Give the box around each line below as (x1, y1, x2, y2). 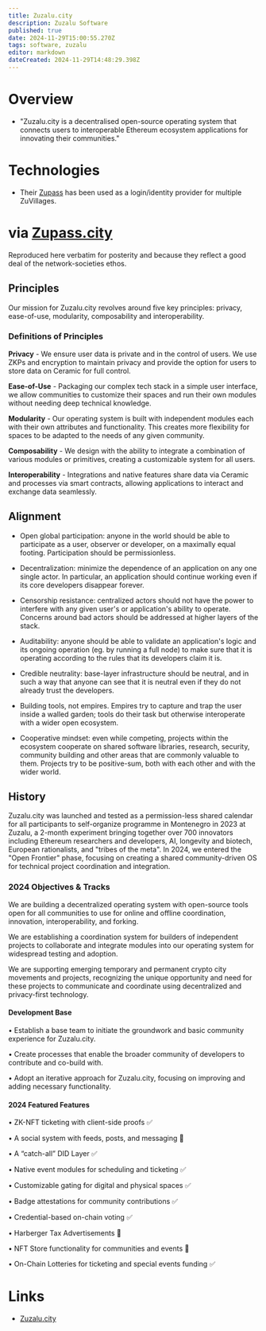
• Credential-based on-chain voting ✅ (8, 1213, 133, 1222)
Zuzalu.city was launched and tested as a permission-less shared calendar (8, 811, 253, 821)
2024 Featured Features (8, 1100, 90, 1109)
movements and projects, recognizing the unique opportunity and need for (8, 972, 253, 982)
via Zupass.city (8, 223, 113, 242)
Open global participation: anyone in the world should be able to (19, 530, 230, 541)
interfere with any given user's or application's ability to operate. (19, 603, 232, 613)
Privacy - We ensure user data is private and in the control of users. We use (8, 349, 257, 359)
